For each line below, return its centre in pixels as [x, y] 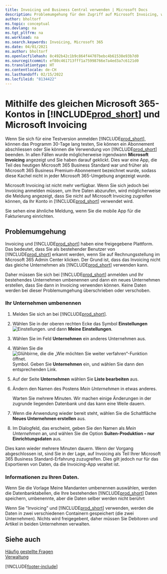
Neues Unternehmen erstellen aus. [49, 418]
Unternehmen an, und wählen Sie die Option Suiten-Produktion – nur [83, 433]
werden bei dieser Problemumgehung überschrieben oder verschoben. [78, 290]
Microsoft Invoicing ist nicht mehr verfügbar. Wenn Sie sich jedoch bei [77, 185]
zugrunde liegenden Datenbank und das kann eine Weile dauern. [79, 403]
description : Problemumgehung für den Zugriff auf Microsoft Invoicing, [82, 14]
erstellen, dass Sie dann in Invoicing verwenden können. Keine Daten [76, 285]
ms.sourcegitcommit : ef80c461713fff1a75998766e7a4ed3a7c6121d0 [72, 61]
